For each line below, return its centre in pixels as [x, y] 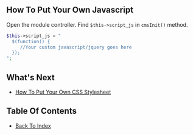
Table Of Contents [42, 111]
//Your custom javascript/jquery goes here [76, 47]
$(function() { [31, 41]
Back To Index [33, 126]
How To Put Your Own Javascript [70, 10]
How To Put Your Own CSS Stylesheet [63, 92]
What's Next [30, 78]
